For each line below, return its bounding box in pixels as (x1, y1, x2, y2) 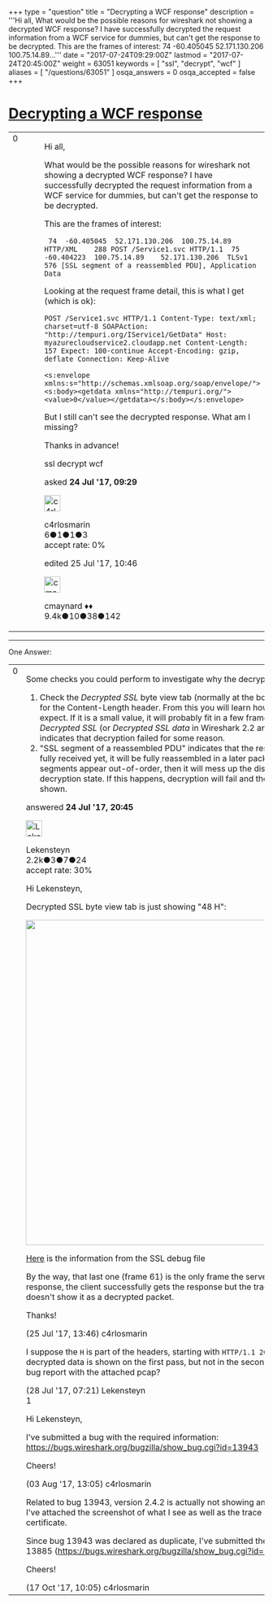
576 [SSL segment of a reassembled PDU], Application (44, 260, 257, 270)
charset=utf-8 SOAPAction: (44, 321, 149, 331)
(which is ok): (44, 295, 96, 306)
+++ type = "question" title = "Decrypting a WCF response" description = (8, 7, 254, 16)
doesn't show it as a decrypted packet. (25, 1291, 175, 1302)
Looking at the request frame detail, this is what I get (44, 285, 245, 296)
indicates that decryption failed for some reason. (39, 732, 225, 743)
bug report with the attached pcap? (25, 1366, 161, 1377)
